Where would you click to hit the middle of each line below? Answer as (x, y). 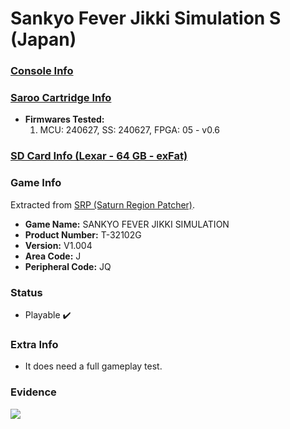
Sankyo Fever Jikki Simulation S (146, 18)
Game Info (36, 183)
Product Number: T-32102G (83, 234)
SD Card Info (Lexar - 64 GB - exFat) (99, 156)
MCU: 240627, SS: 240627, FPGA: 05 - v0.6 (130, 130)
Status (26, 292)
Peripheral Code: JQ (68, 266)
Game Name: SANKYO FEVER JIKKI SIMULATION (127, 224)
